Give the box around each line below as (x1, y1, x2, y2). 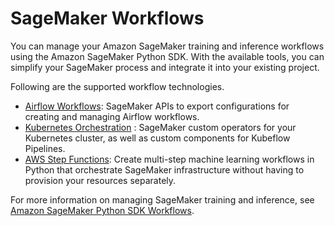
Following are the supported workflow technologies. (10, 80, 225, 92)
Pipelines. (24, 142, 66, 154)
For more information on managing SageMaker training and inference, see (10, 193, 315, 206)
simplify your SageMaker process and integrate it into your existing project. (10, 61, 320, 73)
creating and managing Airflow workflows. (24, 110, 200, 122)
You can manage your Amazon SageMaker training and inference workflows (10, 40, 325, 52)
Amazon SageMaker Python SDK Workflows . (10, 204, 195, 216)
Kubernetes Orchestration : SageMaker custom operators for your (24, 121, 297, 133)
